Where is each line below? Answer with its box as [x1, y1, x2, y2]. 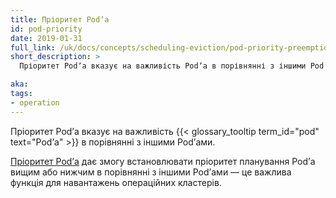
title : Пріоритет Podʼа [10, 14, 110, 25]
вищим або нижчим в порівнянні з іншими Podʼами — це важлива [10, 166, 292, 178]
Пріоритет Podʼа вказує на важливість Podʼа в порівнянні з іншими [19, 61, 307, 71]
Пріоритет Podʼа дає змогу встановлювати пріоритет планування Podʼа [10, 155, 316, 167]
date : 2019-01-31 [10, 33, 83, 43]
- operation [10, 97, 60, 108]
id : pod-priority [10, 24, 83, 34]
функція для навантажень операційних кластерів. [10, 176, 222, 188]
